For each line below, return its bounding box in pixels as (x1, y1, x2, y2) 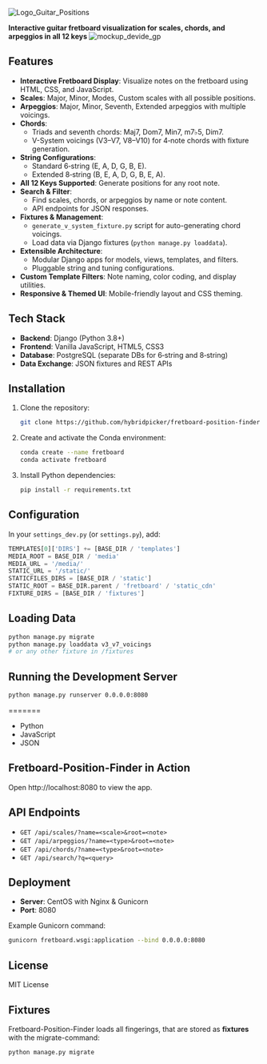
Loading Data (8, 612, 76, 625)
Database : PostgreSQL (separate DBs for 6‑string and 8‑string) (19, 350, 229, 359)
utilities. (19, 280, 46, 290)
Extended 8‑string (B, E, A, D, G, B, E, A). (31, 169, 165, 179)
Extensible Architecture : (19, 246, 103, 255)
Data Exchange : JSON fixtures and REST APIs (19, 359, 173, 368)
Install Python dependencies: (19, 471, 116, 480)
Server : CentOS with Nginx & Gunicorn (19, 897, 149, 906)
